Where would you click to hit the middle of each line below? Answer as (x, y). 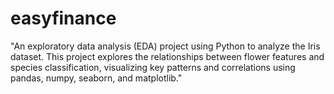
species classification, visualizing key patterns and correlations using (153, 67)
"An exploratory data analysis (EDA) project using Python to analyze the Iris (165, 46)
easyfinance (63, 18)
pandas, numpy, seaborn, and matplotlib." (96, 78)
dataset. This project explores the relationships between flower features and (167, 56)
